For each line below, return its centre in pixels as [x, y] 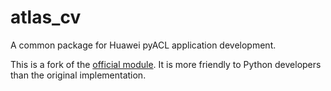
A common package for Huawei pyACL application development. [143, 45]
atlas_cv [46, 17]
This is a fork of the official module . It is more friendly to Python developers [166, 64]
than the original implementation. [78, 75]
